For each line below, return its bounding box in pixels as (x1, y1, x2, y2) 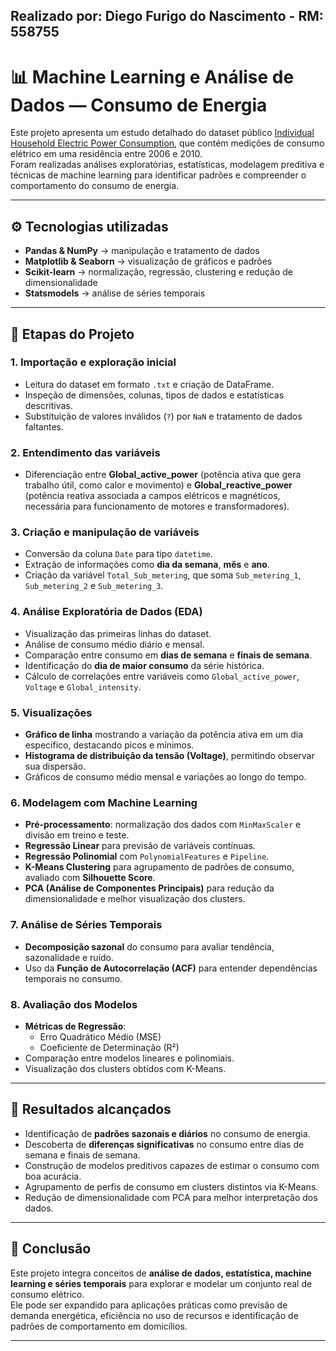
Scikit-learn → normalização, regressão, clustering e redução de (24, 266, 293, 278)
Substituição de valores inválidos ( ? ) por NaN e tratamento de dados (24, 410, 303, 422)
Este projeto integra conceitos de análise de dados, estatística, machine (10, 1267, 312, 1279)
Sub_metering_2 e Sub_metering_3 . (24, 580, 164, 592)
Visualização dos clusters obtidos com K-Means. (24, 1062, 227, 1074)
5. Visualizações (10, 705, 93, 719)
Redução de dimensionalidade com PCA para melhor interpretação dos (24, 1191, 318, 1203)
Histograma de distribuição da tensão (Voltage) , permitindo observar (24, 750, 315, 762)
